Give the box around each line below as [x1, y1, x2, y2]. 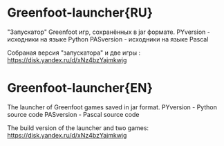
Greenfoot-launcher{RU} [7, 5, 153, 21]
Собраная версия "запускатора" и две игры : [7, 48, 141, 57]
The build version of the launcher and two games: [7, 123, 149, 132]
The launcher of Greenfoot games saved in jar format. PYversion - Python [7, 102, 218, 111]
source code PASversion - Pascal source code [7, 110, 140, 118]
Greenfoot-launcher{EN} [7, 80, 153, 96]
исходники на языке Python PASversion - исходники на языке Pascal [7, 35, 209, 43]
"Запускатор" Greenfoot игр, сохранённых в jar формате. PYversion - [7, 28, 211, 36]
